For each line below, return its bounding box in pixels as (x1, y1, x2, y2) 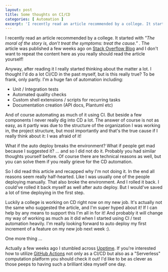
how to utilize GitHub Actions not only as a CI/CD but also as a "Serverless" (5, 250, 161, 256)
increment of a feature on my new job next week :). (5, 226, 110, 232)
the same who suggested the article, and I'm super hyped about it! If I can (5, 204, 157, 210)
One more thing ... (5, 235, 42, 241)
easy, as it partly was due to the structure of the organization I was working (5, 122, 161, 128)
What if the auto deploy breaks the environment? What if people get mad (5, 143, 155, 149)
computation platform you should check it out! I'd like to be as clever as (5, 256, 152, 262)
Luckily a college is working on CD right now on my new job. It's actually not (5, 199, 162, 205)
